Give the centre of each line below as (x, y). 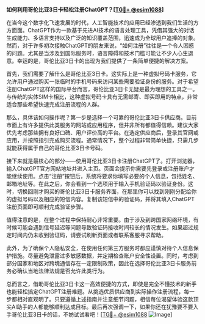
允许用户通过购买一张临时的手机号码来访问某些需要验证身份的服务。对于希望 (103, 81)
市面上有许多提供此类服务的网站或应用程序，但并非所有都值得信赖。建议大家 (103, 125)
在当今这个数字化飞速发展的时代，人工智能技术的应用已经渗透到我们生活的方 (103, 23)
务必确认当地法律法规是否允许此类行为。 (57, 271)
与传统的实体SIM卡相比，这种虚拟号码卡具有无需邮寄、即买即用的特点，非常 (102, 97)
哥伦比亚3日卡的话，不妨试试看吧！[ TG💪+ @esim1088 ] (92, 315)
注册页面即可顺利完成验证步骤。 (46, 207)
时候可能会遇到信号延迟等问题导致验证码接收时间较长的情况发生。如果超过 (100, 227)
